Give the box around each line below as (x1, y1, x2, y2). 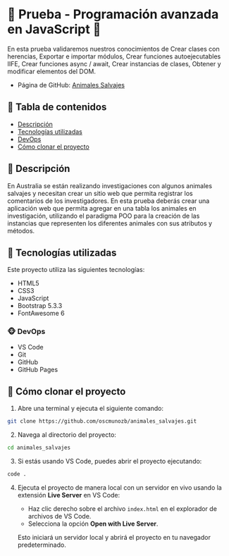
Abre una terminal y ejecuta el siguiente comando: (17, 404, 164, 413)
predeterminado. (17, 540, 67, 549)
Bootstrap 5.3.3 (17, 302, 63, 310)
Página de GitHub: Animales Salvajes (17, 80, 125, 89)
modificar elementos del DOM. (7, 67, 97, 75)
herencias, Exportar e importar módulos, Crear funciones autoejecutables (7, 52, 221, 61)
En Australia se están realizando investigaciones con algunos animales (7, 181, 213, 190)
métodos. (7, 226, 35, 235)
